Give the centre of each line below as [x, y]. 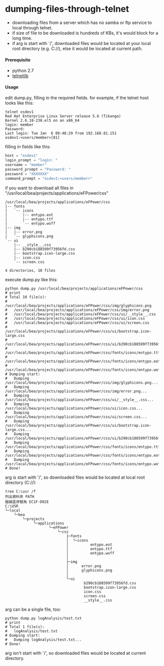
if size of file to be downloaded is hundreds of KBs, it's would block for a [85, 33]
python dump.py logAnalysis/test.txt [43, 618]
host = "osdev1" [21, 156]
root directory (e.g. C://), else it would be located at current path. [77, 48]
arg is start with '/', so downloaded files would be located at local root [75, 477]
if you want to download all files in [40, 188]
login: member [20, 125]
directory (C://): [21, 482]
